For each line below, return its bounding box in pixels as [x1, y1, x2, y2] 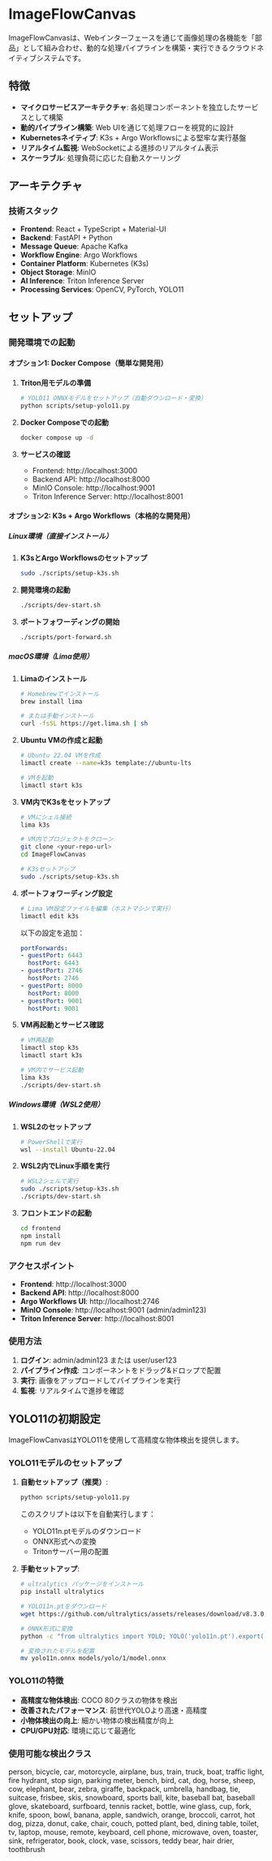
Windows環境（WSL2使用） [8, 1099, 105, 1109]
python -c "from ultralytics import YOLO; [19, 1632, 166, 1640]
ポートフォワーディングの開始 [19, 616, 120, 626]
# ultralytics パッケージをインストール [19, 1580, 145, 1588]
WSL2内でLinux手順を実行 [19, 1161, 110, 1171]
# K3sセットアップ [19, 866, 76, 874]
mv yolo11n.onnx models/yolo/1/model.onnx [19, 1654, 166, 1663]
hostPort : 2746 [28, 974, 80, 982]
